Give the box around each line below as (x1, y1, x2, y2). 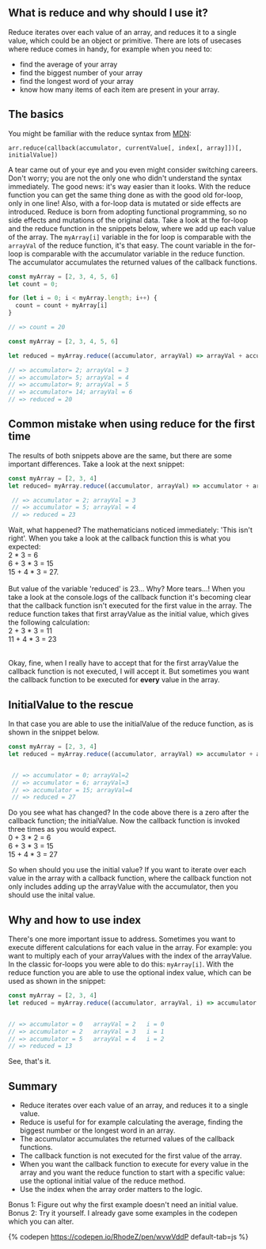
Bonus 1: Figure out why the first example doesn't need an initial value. (8, 1200, 239, 1209)
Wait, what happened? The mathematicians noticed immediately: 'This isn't (8, 526, 253, 535)
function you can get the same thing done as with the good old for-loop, (8, 190, 244, 199)
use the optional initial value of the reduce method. (19, 1176, 186, 1186)
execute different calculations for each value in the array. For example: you (8, 943, 253, 952)
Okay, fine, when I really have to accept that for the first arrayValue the (8, 659, 239, 668)
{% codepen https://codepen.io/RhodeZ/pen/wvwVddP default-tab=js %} (8, 1232, 249, 1242)
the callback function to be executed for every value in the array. (8, 675, 220, 685)
